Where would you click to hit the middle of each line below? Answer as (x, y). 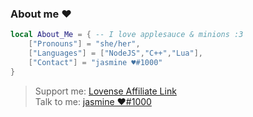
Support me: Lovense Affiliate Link (105, 91)
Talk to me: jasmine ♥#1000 (93, 101)
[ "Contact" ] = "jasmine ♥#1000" (95, 62)
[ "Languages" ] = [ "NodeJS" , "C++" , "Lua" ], (115, 53)
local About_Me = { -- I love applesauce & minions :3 (127, 35)
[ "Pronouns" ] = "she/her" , (84, 44)
